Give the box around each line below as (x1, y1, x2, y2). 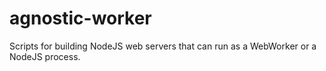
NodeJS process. (9, 50, 81, 62)
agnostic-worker (9, 7, 152, 30)
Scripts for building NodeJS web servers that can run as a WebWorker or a (9, 40, 317, 52)
